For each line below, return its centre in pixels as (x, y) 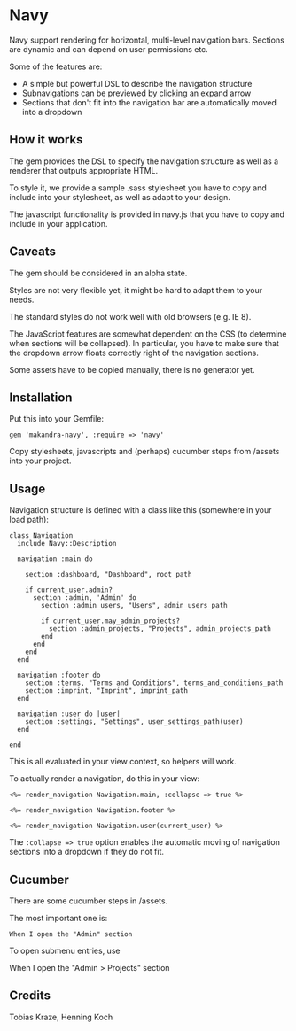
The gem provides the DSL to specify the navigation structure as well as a (144, 161)
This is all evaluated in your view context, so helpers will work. (123, 762)
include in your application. (58, 223)
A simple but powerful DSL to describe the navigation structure (137, 83)
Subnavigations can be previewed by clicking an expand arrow (136, 93)
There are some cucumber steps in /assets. (89, 901)
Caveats (32, 252)
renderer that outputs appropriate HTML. (83, 170)
